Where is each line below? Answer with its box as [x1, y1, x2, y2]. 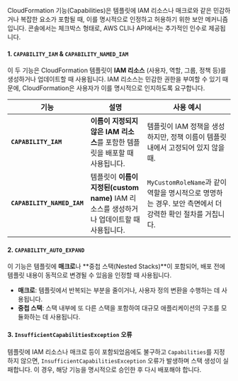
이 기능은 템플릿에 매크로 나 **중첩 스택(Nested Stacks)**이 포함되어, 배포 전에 [7, 262, 225, 271]
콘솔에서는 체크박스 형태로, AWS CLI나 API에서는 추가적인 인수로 [28, 24, 208, 32]
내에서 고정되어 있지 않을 [147, 143, 225, 153]
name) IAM [90, 194, 128, 204]
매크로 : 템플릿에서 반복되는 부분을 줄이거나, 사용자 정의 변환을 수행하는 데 [17, 286, 220, 294]
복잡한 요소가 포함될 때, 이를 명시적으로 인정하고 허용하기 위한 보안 [20, 15, 204, 23]
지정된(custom [90, 183, 140, 193]
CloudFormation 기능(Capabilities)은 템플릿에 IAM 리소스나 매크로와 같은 [7, 6, 212, 14]
